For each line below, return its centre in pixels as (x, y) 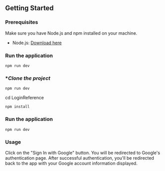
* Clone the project (28, 78)
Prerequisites (22, 22)
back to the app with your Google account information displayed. (71, 163)
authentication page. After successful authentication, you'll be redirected (80, 158)
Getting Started (29, 8)
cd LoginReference (25, 98)
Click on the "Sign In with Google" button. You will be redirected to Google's (82, 153)
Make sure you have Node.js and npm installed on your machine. (71, 33)
